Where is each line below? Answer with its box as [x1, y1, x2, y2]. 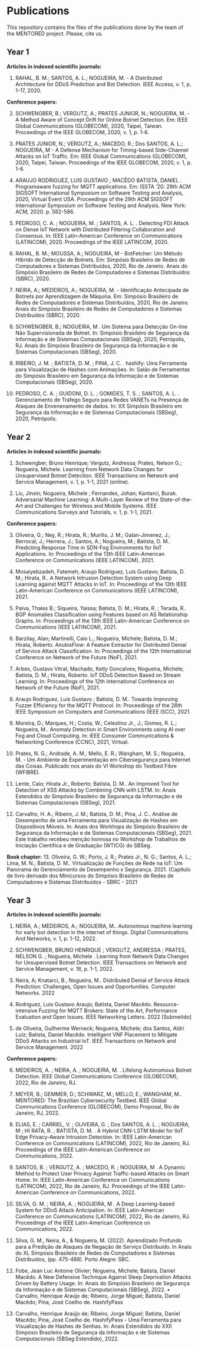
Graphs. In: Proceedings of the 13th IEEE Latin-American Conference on [15, 617, 190, 624]
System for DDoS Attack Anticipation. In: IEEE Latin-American [15, 1207, 164, 1214]
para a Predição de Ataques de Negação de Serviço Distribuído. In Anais [15, 1243, 192, 1250]
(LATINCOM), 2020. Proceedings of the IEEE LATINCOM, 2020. [15, 238, 169, 245]
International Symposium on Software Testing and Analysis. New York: [15, 202, 187, 209]
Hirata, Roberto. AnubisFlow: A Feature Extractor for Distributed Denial [15, 641, 187, 648]
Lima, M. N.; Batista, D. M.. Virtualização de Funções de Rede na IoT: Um [6, 859, 183, 867]
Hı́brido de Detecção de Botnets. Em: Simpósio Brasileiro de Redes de [15, 256, 185, 263]
